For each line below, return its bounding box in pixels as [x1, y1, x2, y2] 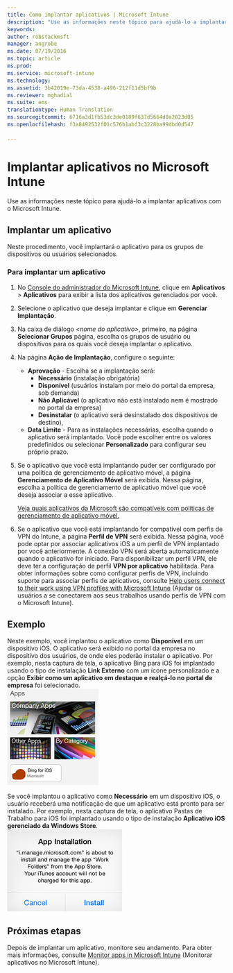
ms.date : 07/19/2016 [7, 48, 67, 55]
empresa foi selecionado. [7, 681, 81, 690]
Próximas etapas [7, 925, 81, 937]
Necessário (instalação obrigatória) [37, 373, 140, 382]
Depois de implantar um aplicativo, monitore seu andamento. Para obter [7, 944, 213, 952]
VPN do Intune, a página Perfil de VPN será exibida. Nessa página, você [17, 532, 224, 541]
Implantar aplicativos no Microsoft [7, 159, 209, 175]
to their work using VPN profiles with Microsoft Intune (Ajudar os [17, 584, 202, 592]
